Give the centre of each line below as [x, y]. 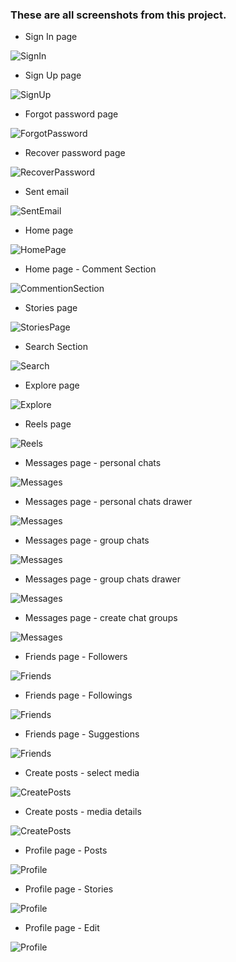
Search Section [56, 347]
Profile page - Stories [69, 889]
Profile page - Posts [66, 850]
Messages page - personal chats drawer [108, 502]
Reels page [48, 424]
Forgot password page [71, 114]
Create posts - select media [82, 773]
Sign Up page [53, 75]
